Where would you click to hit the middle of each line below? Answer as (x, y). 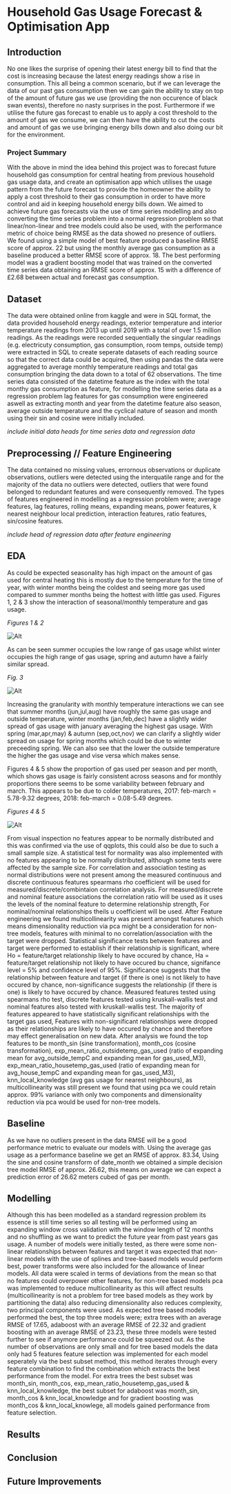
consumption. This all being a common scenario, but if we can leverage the (114, 83)
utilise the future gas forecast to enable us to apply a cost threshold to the (112, 112)
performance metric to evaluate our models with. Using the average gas (109, 1147)
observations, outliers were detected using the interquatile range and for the (115, 477)
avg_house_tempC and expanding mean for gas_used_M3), (91, 1072)
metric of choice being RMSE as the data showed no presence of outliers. (112, 233)
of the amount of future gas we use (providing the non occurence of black (112, 98)
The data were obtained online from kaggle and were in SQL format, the (109, 316)
